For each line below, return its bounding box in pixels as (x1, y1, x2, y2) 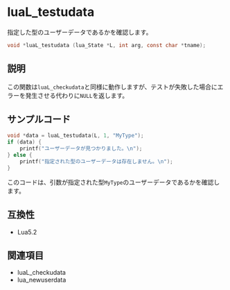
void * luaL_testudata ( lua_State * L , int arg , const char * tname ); (7, 42, 206, 49)
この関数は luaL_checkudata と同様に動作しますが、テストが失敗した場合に (7, 83, 218, 91)
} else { (7, 152, 33, 159)
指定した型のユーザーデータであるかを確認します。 (7, 28, 152, 36)
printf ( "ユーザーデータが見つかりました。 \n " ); (19, 145, 143, 153)
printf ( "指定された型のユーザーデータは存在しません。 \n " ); (19, 157, 173, 165)
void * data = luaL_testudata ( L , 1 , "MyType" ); (7, 133, 144, 139)
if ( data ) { (7, 139, 42, 146)
